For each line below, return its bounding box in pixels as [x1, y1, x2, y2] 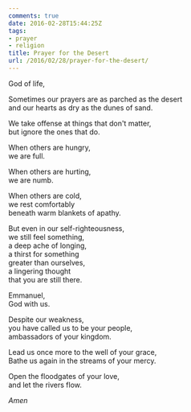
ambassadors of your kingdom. [8, 332, 112, 341]
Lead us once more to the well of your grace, [8, 347, 157, 356]
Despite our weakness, [8, 315, 84, 324]
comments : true [8, 11, 59, 20]
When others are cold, [8, 191, 82, 200]
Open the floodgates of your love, [8, 371, 120, 381]
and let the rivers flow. [8, 380, 82, 389]
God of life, [8, 78, 46, 89]
